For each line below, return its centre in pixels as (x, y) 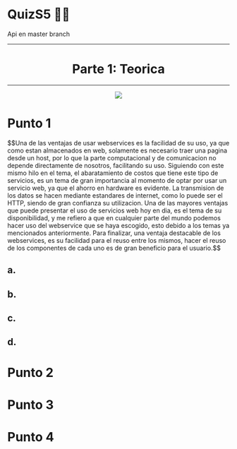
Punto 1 (29, 124)
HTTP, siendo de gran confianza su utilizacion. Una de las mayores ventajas (118, 203)
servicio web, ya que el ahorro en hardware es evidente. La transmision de (116, 188)
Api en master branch (39, 34)
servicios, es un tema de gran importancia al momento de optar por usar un (117, 180)
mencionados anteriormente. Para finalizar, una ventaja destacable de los (114, 233)
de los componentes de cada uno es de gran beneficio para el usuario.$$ (114, 248)
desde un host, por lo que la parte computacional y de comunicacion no (112, 157)
